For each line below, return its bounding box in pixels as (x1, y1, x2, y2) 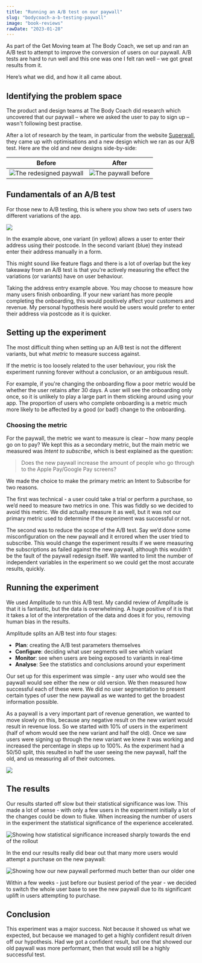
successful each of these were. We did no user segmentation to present (6, 685, 186, 692)
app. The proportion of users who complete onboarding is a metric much (6, 399, 188, 406)
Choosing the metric (6, 421, 68, 429)
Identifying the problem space (6, 91, 122, 101)
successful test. (6, 951, 46, 958)
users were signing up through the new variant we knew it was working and (6, 735, 194, 743)
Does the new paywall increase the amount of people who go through (21, 459, 195, 466)
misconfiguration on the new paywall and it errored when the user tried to (6, 533, 189, 540)
